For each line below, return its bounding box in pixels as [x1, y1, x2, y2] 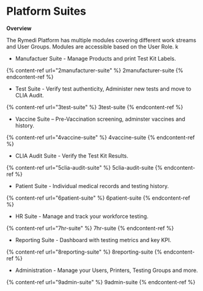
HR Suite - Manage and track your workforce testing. [15, 213, 149, 220]
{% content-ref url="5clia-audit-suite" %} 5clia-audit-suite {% [6, 164, 163, 171]
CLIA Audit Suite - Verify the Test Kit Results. [15, 152, 128, 159]
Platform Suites [6, 4, 87, 18]
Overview [6, 25, 32, 32]
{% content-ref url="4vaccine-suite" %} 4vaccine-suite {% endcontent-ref [6, 134, 195, 141]
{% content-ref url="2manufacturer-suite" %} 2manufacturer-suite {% [6, 66, 183, 74]
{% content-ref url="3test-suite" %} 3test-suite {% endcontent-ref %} [6, 103, 183, 111]
